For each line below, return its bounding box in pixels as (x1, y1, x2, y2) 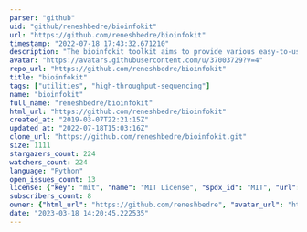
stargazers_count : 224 (9, 149, 96, 158)
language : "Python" (9, 166, 84, 175)
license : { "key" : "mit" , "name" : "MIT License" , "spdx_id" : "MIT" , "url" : (9, 184, 301, 193)
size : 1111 (9, 141, 51, 150)
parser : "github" (9, 13, 76, 23)
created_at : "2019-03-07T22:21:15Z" (9, 115, 149, 124)
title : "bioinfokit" (9, 73, 89, 82)
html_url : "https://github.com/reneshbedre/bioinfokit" (9, 107, 227, 116)
